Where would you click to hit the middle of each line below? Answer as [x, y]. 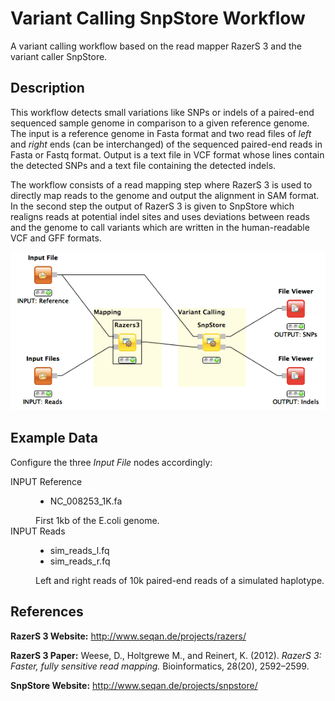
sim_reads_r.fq [80, 561]
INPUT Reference [46, 481]
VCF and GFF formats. [56, 238]
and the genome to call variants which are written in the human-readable [160, 227]
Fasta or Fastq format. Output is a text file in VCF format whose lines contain [167, 154]
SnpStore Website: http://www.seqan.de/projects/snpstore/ [134, 685]
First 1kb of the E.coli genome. [97, 520]
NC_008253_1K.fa [86, 501]
